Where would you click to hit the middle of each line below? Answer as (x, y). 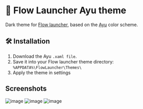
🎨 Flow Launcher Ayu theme (66, 10)
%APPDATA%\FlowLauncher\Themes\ (47, 68)
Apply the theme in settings (42, 72)
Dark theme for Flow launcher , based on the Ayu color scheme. (72, 25)
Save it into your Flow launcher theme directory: (63, 61)
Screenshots (26, 89)
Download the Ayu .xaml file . (45, 56)
